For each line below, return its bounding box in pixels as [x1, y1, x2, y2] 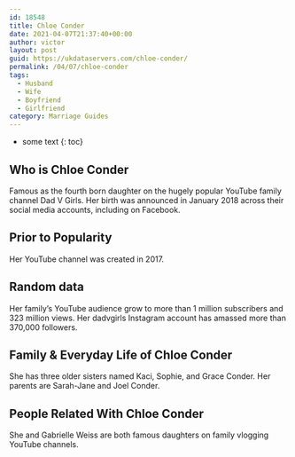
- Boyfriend [17, 95, 62, 105]
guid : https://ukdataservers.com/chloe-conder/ [9, 54, 189, 63]
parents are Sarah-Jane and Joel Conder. [9, 381, 160, 391]
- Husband [17, 79, 53, 88]
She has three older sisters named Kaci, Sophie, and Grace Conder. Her [9, 371, 271, 382]
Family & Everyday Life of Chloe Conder [9, 347, 233, 362]
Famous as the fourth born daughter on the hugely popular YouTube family [9, 185, 282, 196]
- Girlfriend [17, 104, 66, 113]
